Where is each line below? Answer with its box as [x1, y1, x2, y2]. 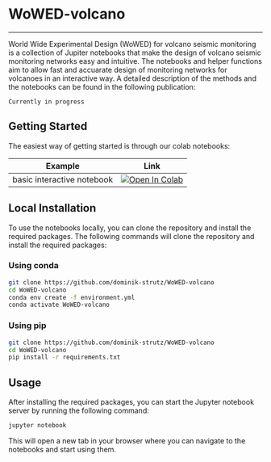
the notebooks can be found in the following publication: [8, 82, 196, 91]
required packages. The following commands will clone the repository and [8, 231, 255, 241]
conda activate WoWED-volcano [8, 300, 110, 309]
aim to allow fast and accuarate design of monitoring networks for [8, 65, 227, 74]
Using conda [8, 260, 59, 271]
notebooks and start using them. [8, 444, 117, 454]
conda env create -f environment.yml [8, 293, 135, 301]
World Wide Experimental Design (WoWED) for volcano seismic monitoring [8, 39, 256, 48]
